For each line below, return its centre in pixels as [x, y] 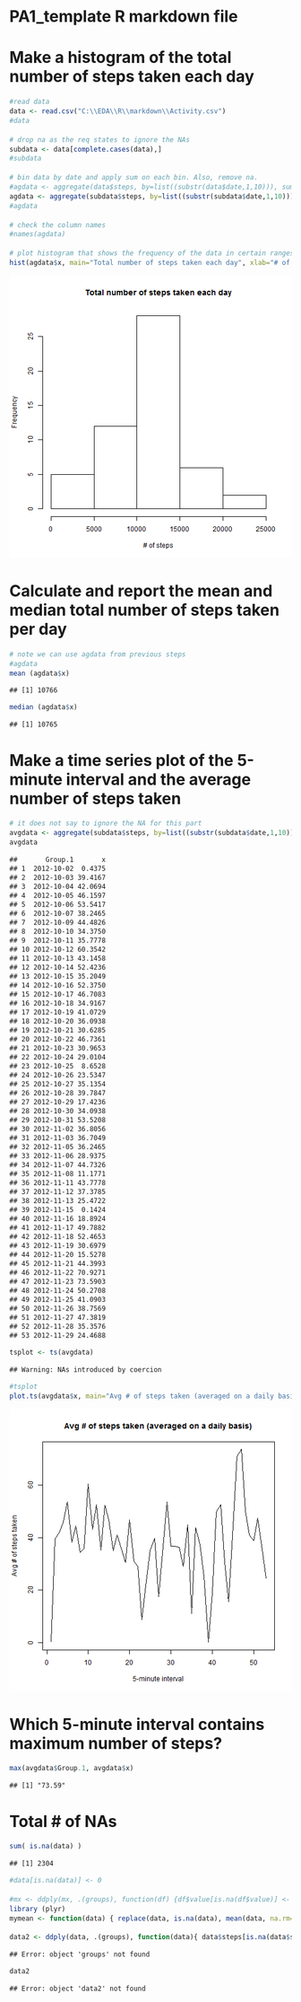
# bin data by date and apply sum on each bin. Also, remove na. [133, 178]
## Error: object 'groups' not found [80, 1954]
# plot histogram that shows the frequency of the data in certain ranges [152, 253]
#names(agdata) [38, 234]
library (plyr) [38, 1909]
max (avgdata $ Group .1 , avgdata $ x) [72, 1769]
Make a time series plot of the [121, 760]
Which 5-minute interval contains [137, 1724]
